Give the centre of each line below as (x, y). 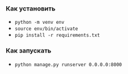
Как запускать (28, 51)
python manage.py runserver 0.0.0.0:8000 (68, 65)
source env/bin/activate (46, 29)
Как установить (31, 9)
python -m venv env (40, 23)
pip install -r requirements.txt (57, 35)
